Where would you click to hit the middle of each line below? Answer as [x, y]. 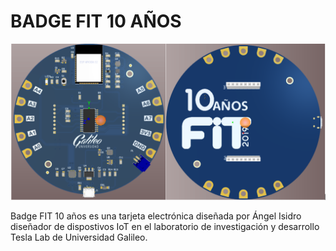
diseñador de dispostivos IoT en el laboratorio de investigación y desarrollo [165, 226]
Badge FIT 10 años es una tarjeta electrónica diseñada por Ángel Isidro [156, 216]
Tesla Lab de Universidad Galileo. [79, 237]
